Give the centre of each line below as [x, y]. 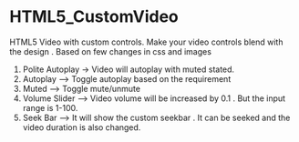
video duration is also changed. [82, 127]
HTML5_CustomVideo [94, 17]
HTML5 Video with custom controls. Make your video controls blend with [146, 42]
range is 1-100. [50, 107]
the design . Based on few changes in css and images [111, 51]
